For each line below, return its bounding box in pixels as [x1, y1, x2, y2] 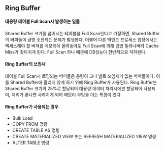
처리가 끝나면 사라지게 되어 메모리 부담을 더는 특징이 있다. [11, 92, 122, 98]
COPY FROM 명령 [12, 121, 48, 127]
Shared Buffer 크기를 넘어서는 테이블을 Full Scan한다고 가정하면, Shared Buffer [5, 30, 160, 36]
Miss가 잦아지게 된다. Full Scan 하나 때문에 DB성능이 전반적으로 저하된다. [5, 49, 147, 55]
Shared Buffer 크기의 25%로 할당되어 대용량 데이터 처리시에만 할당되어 [5, 85, 143, 91]
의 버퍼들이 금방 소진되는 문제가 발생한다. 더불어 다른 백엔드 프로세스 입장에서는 [5, 37, 158, 43]
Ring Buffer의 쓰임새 [5, 61, 46, 67]
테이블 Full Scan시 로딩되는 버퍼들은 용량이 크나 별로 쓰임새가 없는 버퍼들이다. [5, 73, 155, 79]
